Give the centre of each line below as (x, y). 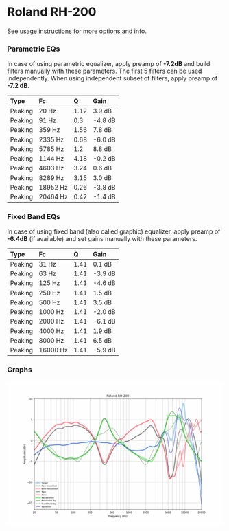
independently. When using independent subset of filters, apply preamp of (112, 78)
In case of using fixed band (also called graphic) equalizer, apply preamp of (114, 231)
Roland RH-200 (52, 12)
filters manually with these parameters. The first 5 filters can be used (105, 71)
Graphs (20, 370)
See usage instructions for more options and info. (77, 31)
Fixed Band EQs (34, 216)
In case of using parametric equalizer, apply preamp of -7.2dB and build (109, 64)
